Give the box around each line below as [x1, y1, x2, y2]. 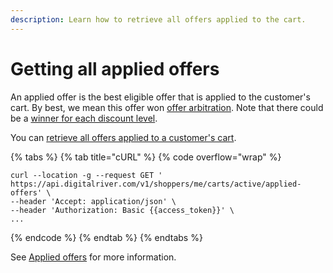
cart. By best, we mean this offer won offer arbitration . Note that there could [10, 101, 324, 113]
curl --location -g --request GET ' [10, 170, 163, 180]
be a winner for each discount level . [10, 112, 158, 124]
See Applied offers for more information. [10, 251, 177, 263]
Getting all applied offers [10, 57, 220, 80]
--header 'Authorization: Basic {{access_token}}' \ [10, 205, 235, 215]
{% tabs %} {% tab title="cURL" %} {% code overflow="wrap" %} [10, 151, 282, 163]
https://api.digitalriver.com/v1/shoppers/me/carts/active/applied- [10, 179, 302, 189]
